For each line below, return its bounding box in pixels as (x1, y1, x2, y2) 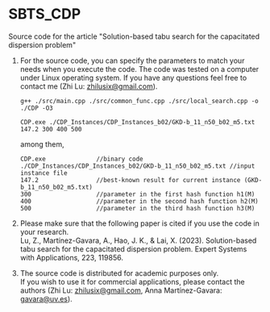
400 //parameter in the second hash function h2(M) (19, 197, 260, 206)
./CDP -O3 (19, 104, 54, 112)
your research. (19, 227, 69, 236)
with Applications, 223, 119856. (19, 252, 123, 262)
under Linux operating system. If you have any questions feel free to (19, 73, 247, 82)
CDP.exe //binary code (19, 155, 143, 163)
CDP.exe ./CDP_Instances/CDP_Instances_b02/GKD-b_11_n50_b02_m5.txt (19, 118, 255, 126)
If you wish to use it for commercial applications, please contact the (19, 277, 245, 286)
